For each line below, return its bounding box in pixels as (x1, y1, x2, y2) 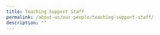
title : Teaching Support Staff (6, 8, 84, 15)
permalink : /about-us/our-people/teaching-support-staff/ (6, 14, 154, 20)
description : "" (6, 20, 47, 26)
